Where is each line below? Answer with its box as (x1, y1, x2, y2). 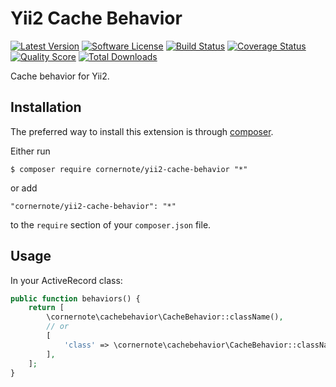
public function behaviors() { (10, 293, 141, 304)
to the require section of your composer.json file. (10, 218, 212, 231)
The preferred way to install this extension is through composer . (10, 125, 274, 137)
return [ (28, 303, 65, 313)
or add (10, 182, 38, 194)
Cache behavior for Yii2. (10, 70, 110, 82)
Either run (10, 145, 51, 157)
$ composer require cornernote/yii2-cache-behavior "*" (10, 164, 248, 174)
